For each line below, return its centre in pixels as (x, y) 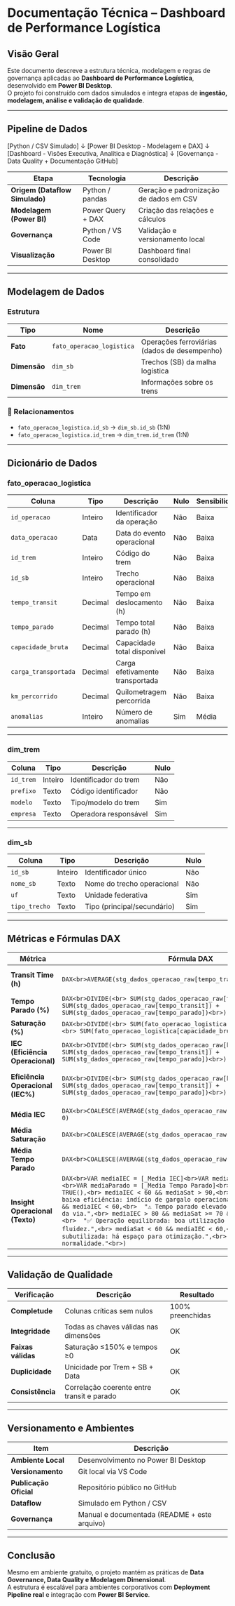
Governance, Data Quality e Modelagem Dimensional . (87, 1580)
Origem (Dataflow (41, 190)
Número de (134, 712)
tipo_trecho (31, 907)
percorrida (133, 701)
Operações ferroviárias (179, 342)
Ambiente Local (38, 1460)
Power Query (104, 210)
